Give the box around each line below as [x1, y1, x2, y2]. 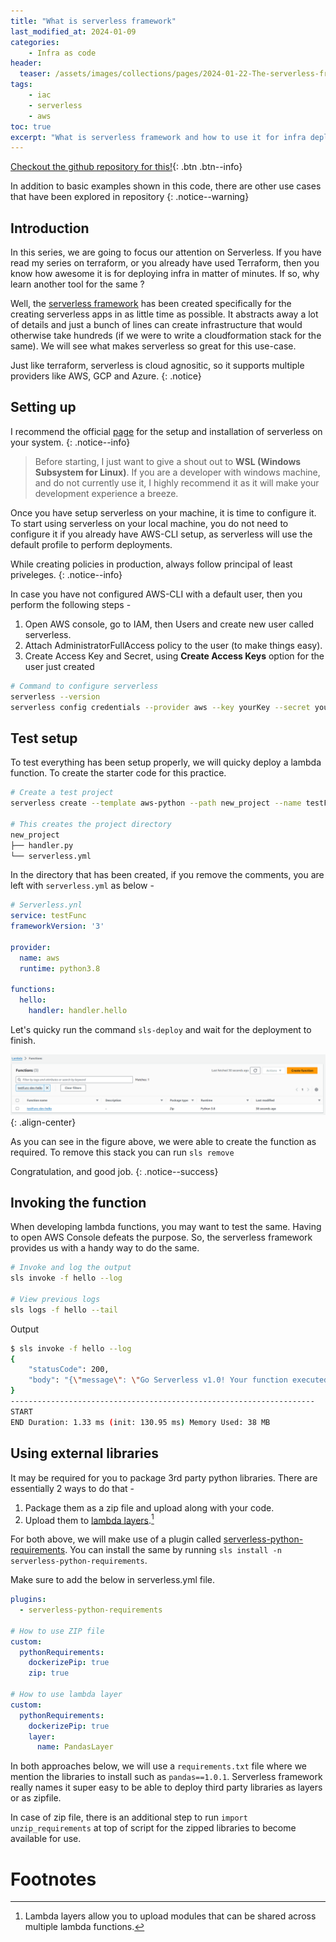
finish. [10, 1035, 36, 1047]
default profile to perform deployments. [10, 538, 173, 550]
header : [10, 58, 43, 69]
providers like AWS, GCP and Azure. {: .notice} [10, 370, 202, 382]
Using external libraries [10, 1445, 160, 1462]
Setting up [10, 399, 77, 416]
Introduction [10, 220, 90, 237]
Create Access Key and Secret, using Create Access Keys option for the [24, 650, 325, 662]
